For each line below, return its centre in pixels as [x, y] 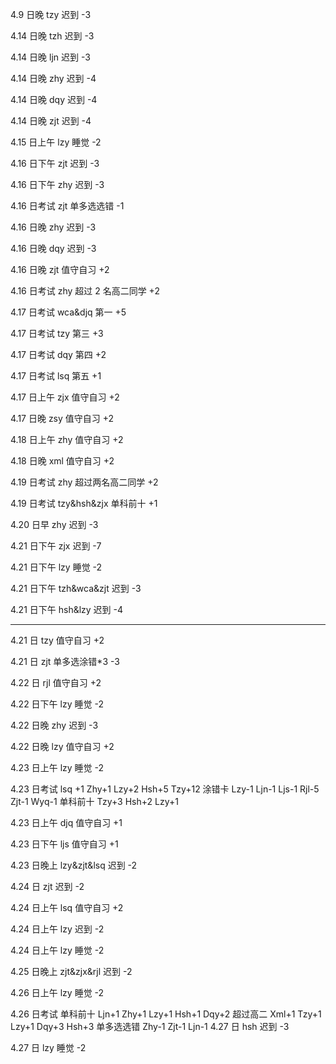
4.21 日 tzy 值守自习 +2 [57, 640]
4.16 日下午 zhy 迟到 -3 [57, 184]
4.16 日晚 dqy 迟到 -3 [53, 248]
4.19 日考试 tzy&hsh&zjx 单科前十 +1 [84, 503]
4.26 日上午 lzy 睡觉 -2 [57, 992]
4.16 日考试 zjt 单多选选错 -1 [67, 206]
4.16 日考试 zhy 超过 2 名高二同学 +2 [85, 291]
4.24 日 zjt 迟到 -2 [47, 886]
